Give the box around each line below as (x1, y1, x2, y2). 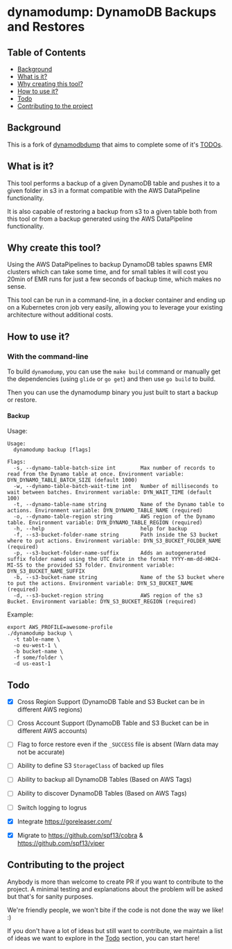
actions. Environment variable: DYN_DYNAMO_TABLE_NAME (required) (7, 507, 203, 514)
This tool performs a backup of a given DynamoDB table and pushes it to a (7, 178, 220, 187)
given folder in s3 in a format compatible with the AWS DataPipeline (7, 186, 200, 194)
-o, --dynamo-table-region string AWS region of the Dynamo (13, 513, 215, 521)
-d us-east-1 (13, 660, 51, 667)
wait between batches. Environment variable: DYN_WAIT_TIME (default (7, 489, 213, 496)
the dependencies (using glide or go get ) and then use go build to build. (7, 375, 216, 383)
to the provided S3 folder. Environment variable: (25, 562, 175, 569)
